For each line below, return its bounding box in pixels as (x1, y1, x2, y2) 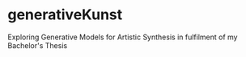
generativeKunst (7, 6, 123, 24)
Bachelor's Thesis (7, 40, 68, 50)
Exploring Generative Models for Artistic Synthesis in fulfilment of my (7, 32, 238, 42)
